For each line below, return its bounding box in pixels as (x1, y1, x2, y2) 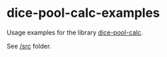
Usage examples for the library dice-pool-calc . (6, 28, 143, 37)
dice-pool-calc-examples (6, 5, 161, 21)
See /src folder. (6, 42, 52, 50)
